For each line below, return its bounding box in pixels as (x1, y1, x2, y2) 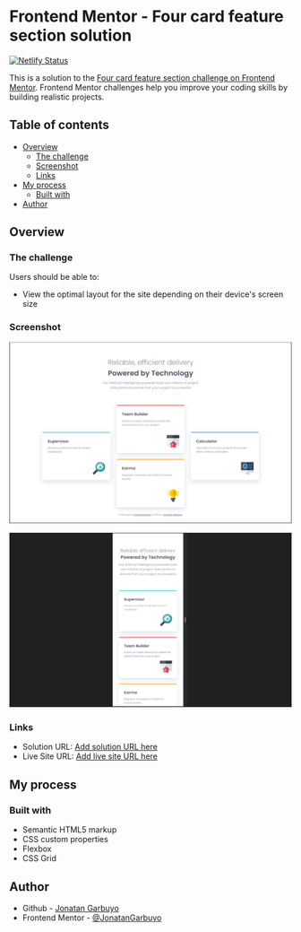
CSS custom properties (21, 834, 109, 845)
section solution (9, 25, 133, 46)
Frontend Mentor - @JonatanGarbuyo (21, 912, 162, 923)
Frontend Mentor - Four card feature (9, 6, 284, 27)
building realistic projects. (9, 91, 105, 102)
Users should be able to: (9, 272, 100, 283)
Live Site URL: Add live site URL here (21, 751, 159, 762)
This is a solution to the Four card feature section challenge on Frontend (9, 72, 276, 83)
